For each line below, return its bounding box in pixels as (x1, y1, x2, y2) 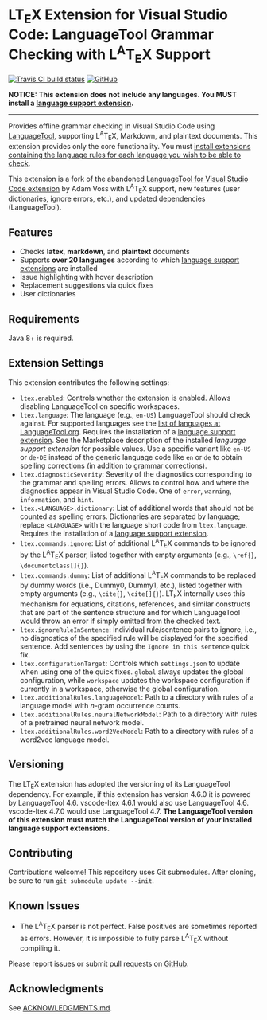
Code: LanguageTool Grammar (8, 25, 215, 43)
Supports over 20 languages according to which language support (19, 255, 240, 265)
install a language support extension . (8, 98, 134, 108)
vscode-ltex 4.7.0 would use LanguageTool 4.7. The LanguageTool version (8, 806, 253, 816)
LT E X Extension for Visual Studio (8, 6, 228, 26)
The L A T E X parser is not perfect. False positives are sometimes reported (19, 920, 257, 933)
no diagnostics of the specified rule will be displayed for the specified (19, 633, 249, 642)
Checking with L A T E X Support (8, 42, 211, 66)
